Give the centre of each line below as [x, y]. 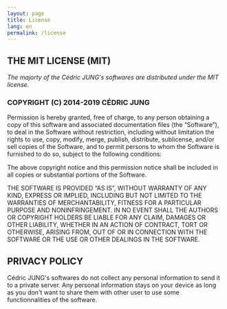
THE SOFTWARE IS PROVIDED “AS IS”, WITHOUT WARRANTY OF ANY [107, 188]
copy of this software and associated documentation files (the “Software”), [113, 125]
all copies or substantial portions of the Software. [77, 175]
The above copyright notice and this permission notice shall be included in [112, 168]
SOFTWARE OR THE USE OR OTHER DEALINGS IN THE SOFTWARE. [104, 239]
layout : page [26, 13]
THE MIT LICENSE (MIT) [59, 60]
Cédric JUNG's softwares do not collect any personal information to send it [113, 278]
